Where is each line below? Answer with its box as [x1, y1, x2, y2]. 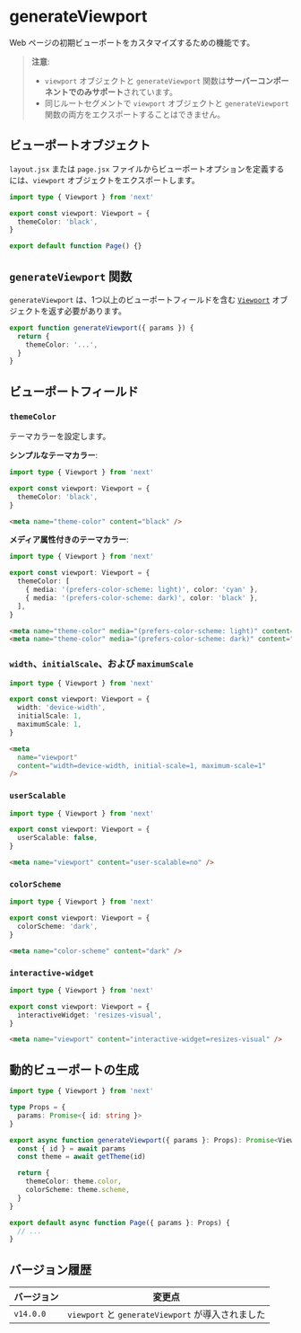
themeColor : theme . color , [25, 1177, 123, 1187]
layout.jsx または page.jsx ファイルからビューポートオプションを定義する [9, 163, 285, 174]
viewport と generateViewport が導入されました [66, 1309, 266, 1321]
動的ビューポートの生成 [9, 1062, 139, 1077]
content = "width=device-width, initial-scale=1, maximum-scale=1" [17, 761, 267, 770]
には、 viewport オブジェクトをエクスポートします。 [9, 174, 200, 185]
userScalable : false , [17, 834, 99, 843]
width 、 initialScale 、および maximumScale [9, 658, 194, 670]
